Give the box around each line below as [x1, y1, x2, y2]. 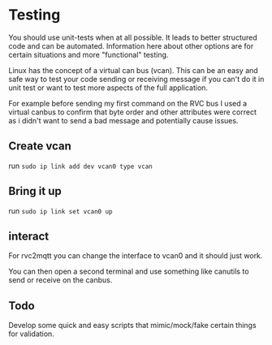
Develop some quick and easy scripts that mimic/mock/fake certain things [8, 321, 257, 330]
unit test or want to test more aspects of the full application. [8, 83, 209, 93]
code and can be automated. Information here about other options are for [8, 41, 254, 50]
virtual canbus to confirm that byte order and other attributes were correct [8, 107, 257, 117]
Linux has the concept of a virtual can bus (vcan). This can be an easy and [8, 65, 258, 75]
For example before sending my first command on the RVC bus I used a [8, 98, 248, 108]
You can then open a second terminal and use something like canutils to [8, 266, 249, 277]
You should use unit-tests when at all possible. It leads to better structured [8, 32, 257, 42]
